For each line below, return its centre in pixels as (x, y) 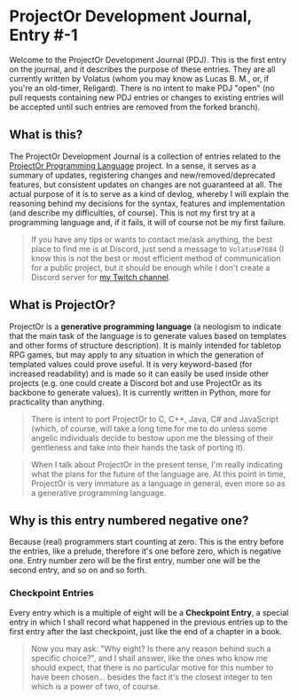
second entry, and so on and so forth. (78, 570)
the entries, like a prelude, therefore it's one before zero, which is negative (145, 551)
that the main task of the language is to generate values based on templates (148, 335)
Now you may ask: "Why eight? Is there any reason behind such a (151, 649)
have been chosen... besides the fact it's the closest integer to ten (152, 677)
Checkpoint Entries (52, 594)
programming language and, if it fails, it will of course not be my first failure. (148, 222)
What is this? (46, 135)
